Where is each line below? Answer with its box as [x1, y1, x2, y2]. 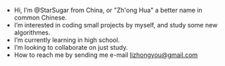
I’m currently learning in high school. [13, 36, 120, 44]
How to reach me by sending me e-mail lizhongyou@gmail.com [13, 51, 198, 59]
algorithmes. [13, 28, 51, 37]
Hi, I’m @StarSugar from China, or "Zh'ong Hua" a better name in [13, 6, 202, 14]
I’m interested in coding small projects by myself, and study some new [13, 21, 218, 29]
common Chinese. [13, 13, 67, 22]
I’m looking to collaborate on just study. [13, 44, 128, 51]
